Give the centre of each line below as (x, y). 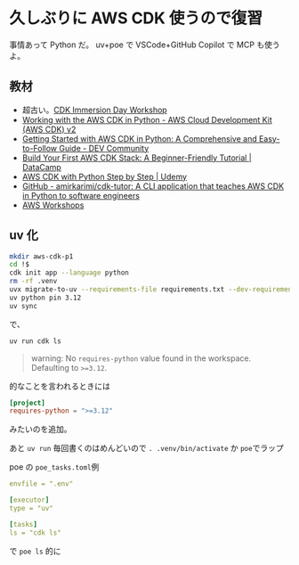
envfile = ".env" (41, 484)
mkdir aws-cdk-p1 (41, 256)
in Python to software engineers (81, 195)
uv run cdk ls (36, 341)
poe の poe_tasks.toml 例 (54, 467)
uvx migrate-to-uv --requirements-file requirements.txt (117, 290)
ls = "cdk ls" (36, 532)
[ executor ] (29, 500)
